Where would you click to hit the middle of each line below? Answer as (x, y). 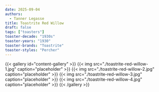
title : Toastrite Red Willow (34, 23)
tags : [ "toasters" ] (25, 32)
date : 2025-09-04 (23, 9)
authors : (14, 14)
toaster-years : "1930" (28, 41)
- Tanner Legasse (27, 18)
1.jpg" (11, 69)
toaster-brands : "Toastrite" (34, 46)
